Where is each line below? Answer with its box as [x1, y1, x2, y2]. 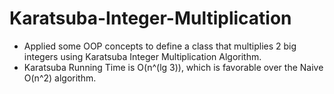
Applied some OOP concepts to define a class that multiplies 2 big [23, 40, 297, 52]
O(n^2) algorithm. [23, 72, 97, 84]
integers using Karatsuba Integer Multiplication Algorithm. [23, 50, 262, 62]
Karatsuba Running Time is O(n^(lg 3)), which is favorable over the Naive [23, 61, 324, 73]
